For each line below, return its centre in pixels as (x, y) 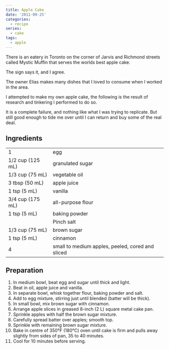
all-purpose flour (73, 202)
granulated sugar (73, 163)
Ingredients (24, 139)
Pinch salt (64, 222)
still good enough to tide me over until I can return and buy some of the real (84, 117)
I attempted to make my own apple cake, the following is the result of (77, 97)
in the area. (17, 87)
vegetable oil (68, 175)
